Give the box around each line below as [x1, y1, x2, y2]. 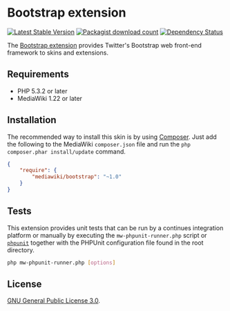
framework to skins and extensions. [7, 48, 109, 57]
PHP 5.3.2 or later [17, 86, 68, 95]
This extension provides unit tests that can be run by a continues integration [7, 223, 224, 232]
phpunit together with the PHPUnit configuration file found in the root [7, 238, 204, 247]
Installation [7, 114, 57, 126]
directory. [7, 245, 35, 254]
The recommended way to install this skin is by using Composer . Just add [7, 133, 218, 141]
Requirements [7, 68, 69, 80]
